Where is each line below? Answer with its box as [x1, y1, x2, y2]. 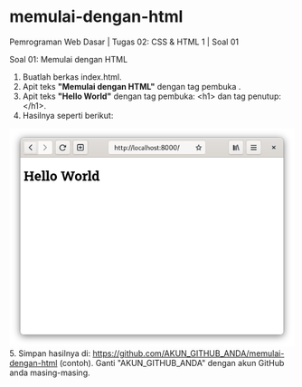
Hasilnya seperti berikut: [22, 110, 114, 121]
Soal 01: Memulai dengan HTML [9, 53, 128, 64]
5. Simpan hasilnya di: [9, 347, 91, 359]
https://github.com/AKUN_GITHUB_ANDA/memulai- [92, 347, 285, 359]
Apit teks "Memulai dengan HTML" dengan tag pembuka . [22, 81, 241, 92]
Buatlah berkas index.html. [22, 71, 122, 82]
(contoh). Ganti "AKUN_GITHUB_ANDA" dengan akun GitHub [59, 357, 285, 368]
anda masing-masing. [9, 367, 90, 378]
